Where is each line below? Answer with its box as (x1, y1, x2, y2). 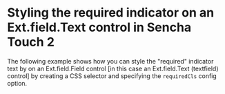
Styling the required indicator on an (7, 5, 215, 21)
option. (7, 79, 28, 87)
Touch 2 (7, 35, 55, 50)
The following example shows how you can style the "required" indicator (7, 57, 214, 65)
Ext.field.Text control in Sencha (7, 19, 192, 35)
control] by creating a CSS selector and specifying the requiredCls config (7, 71, 217, 80)
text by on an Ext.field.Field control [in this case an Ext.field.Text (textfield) (7, 64, 219, 73)
